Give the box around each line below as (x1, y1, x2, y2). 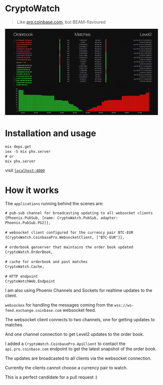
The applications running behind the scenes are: (5, 201, 104, 207)
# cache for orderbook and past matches (5, 259, 88, 265)
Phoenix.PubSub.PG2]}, (5, 220, 51, 226)
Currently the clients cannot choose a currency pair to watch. (5, 365, 128, 371)
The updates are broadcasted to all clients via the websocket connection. (5, 355, 152, 361)
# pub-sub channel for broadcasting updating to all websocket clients (5, 211, 153, 216)
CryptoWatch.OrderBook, (5, 250, 53, 255)
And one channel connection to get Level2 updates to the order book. (5, 331, 144, 337)
